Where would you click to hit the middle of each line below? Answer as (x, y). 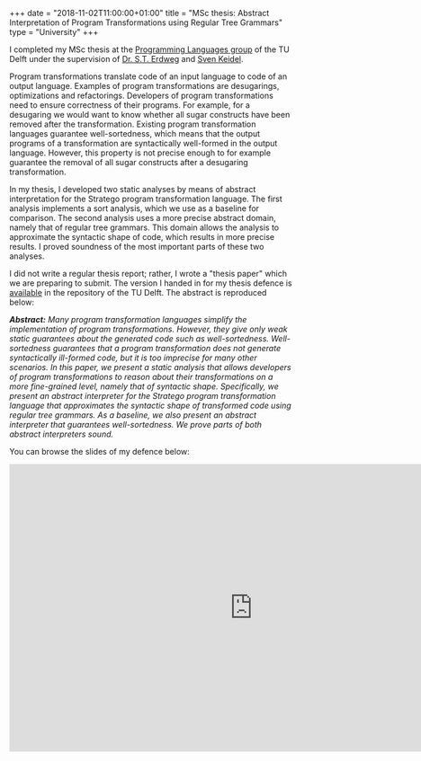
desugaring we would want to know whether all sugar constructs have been (150, 115)
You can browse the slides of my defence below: (100, 451)
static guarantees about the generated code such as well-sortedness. (139, 339)
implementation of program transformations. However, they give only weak (148, 329)
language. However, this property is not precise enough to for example (140, 153)
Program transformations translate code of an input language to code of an (148, 76)
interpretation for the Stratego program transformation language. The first (146, 199)
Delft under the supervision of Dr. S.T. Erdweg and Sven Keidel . (127, 59)
